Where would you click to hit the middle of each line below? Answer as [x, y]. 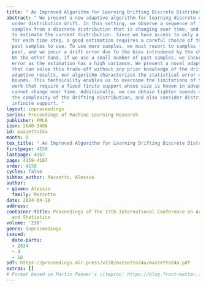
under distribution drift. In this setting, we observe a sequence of [104, 23]
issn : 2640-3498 [27, 126]
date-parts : [27, 240]
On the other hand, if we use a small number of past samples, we [98, 58]
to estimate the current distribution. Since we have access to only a [105, 35]
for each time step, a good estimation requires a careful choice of [102, 40]
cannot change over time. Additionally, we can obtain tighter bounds [104, 92]
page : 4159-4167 [27, 160]
